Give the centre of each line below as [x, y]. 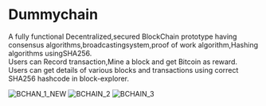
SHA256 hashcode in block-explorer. [69, 78]
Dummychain [53, 15]
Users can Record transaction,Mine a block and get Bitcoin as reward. [123, 62]
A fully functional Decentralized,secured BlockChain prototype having [123, 36]
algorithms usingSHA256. [50, 53]
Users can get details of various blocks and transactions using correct [123, 70]
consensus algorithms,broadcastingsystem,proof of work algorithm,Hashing [133, 44]
